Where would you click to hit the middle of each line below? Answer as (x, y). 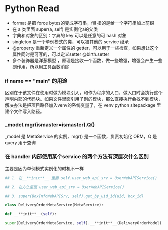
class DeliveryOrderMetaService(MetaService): (54, 205)
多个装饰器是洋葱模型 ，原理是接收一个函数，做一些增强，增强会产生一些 (87, 60)
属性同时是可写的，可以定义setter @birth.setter (61, 54)
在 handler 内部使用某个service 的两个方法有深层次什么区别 (77, 157)
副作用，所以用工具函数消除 (41, 67)
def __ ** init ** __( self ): (31, 214)
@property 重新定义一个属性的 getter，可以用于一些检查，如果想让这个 (85, 48)
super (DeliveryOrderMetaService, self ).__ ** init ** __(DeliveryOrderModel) (84, 223)
